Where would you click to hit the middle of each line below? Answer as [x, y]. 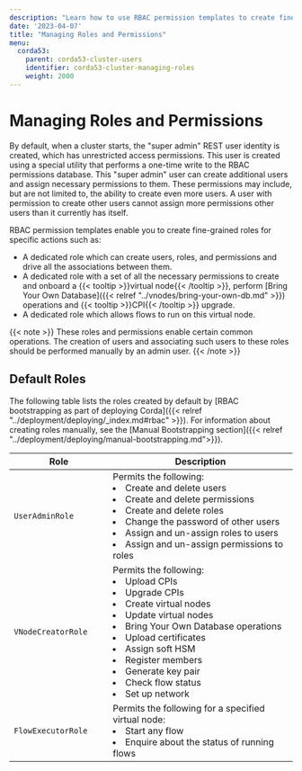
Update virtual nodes [169, 614]
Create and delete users [176, 488]
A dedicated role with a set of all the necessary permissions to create [151, 276]
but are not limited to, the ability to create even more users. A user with [141, 193]
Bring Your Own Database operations [204, 626]
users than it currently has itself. [69, 212]
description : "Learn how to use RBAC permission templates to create [142, 18]
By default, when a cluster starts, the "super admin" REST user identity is [145, 146]
